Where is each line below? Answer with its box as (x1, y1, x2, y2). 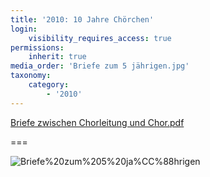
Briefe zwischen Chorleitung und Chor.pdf (10, 116, 185, 128)
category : (28, 80, 70, 90)
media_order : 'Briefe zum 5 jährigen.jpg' (10, 61, 190, 71)
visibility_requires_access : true (28, 33, 172, 43)
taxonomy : (10, 71, 52, 81)
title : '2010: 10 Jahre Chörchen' (10, 14, 155, 25)
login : (10, 24, 38, 34)
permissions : (10, 42, 65, 53)
